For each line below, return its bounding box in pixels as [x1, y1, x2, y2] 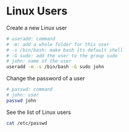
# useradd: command [6, 36, 56, 42]
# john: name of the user [6, 58, 71, 64]
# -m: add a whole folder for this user [6, 41, 110, 48]
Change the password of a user [6, 75, 85, 82]
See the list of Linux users [6, 108, 71, 116]
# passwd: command [6, 86, 53, 93]
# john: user [6, 92, 39, 98]
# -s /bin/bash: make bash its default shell [6, 47, 123, 53]
